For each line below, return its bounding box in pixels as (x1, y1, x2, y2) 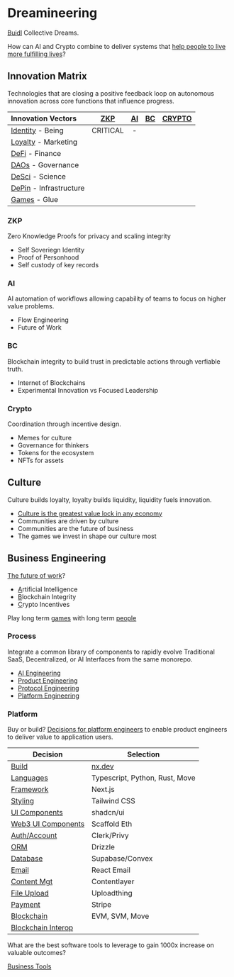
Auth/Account (11, 831, 57, 841)
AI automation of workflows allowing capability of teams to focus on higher (7, 294, 227, 303)
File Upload (11, 888, 49, 898)
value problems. (7, 302, 55, 311)
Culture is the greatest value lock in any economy (17, 509, 163, 518)
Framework (11, 785, 49, 795)
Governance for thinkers (17, 441, 89, 450)
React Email (91, 865, 131, 875)
